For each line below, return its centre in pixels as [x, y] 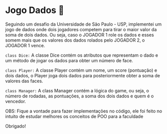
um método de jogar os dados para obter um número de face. [69, 60]
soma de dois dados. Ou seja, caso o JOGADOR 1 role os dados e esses [80, 35]
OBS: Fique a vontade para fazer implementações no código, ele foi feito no [84, 111]
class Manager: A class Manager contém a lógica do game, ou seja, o [77, 90]
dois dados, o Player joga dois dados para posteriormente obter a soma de [82, 75]
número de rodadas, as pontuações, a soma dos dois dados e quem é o [79, 96]
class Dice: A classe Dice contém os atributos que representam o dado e [82, 55]
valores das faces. [24, 81]
